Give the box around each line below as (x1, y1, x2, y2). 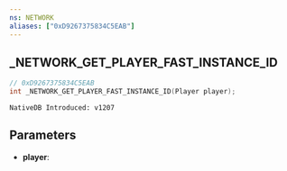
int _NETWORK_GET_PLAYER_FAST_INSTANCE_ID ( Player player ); (9, 87, 236, 96)
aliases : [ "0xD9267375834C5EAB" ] (9, 22, 135, 31)
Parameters (9, 128, 77, 143)
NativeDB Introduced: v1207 (9, 103, 116, 112)
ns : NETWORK (9, 13, 54, 22)
